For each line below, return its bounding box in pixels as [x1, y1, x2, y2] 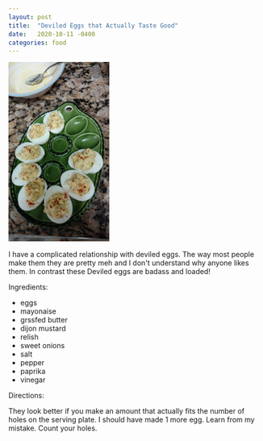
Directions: [8, 391, 44, 401]
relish [19, 332, 39, 342]
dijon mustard [19, 323, 66, 334]
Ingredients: [8, 282, 48, 292]
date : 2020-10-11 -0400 [8, 30, 95, 38]
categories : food [8, 39, 67, 47]
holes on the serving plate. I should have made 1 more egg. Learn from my [8, 415, 256, 425]
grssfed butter [19, 315, 69, 325]
